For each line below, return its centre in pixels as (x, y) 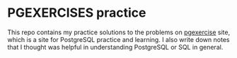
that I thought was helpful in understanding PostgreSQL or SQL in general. (115, 47)
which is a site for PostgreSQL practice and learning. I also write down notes (118, 39)
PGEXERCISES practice (77, 13)
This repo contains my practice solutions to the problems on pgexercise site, (119, 32)
